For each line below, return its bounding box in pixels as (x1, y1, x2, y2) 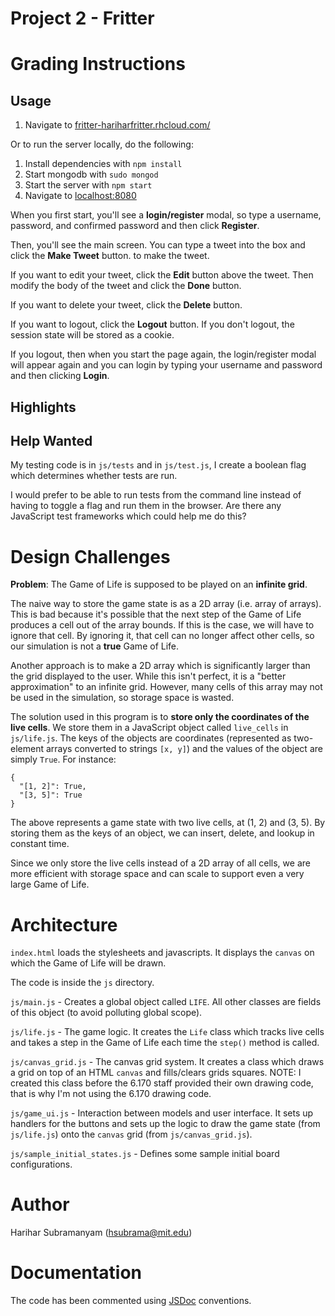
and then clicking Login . (10, 370, 110, 382)
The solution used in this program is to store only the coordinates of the (10, 711, 310, 723)
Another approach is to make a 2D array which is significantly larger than (10, 660, 311, 672)
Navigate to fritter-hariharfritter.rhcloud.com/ (24, 119, 211, 131)
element (10, 743, 44, 755)
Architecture (10, 913, 118, 936)
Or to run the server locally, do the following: (10, 138, 194, 151)
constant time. (10, 838, 70, 850)
